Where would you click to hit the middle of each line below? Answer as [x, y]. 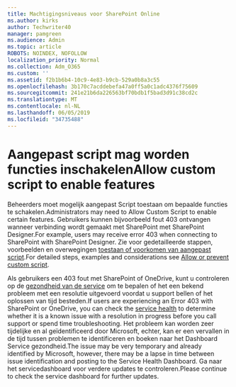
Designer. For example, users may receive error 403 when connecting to [112, 234]
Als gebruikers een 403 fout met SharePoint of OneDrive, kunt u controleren [118, 278]
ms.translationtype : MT [43, 100]
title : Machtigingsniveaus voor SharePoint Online [84, 14]
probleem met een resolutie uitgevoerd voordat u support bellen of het [110, 293]
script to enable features [82, 184]
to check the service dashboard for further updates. [83, 376]
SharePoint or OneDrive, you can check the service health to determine [112, 308]
